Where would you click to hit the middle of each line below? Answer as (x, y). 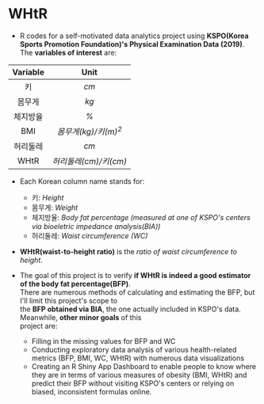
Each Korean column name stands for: (82, 181)
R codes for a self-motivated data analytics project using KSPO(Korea (134, 36)
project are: (38, 326)
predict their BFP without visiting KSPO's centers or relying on (133, 383)
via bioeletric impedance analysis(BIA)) (96, 227)
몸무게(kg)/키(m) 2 (90, 131)
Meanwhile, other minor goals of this (80, 318)
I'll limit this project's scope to (68, 301)
